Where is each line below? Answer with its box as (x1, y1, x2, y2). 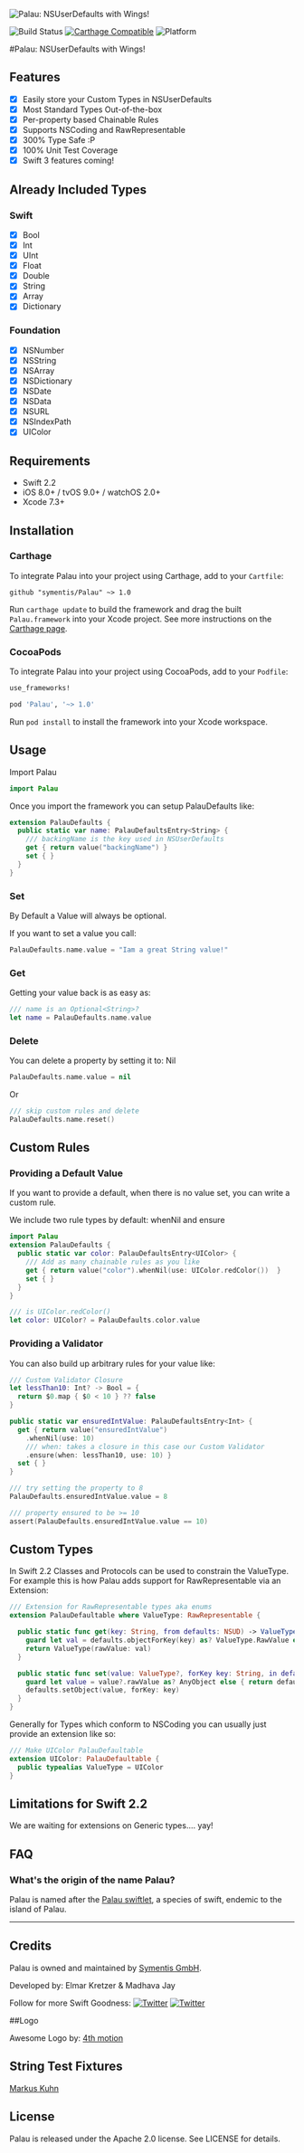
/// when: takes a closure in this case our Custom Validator (25, 1442, 265, 1451)
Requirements (9, 453, 90, 469)
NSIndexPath (22, 416, 72, 427)
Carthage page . (9, 622, 68, 633)
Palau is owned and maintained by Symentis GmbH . (9, 1962, 202, 1973)
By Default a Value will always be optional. (9, 910, 167, 921)
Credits (9, 1939, 52, 1954)
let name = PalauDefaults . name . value (9, 1013, 152, 1022)
